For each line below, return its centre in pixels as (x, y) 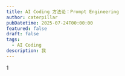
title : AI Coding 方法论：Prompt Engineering (63, 12)
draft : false (23, 34)
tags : (13, 39)
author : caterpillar (32, 17)
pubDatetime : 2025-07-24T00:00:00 (50, 23)
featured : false (27, 28)
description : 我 (26, 51)
